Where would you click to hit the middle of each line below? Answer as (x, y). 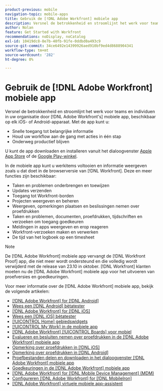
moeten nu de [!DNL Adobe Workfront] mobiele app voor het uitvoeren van (80, 272)
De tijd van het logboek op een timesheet (53, 237)
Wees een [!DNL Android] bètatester (48, 306)
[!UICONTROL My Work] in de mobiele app (55, 327)
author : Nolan (19, 28)
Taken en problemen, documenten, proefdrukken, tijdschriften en (77, 217)
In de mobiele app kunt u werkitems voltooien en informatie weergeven (76, 166)
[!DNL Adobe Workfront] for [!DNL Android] (55, 301)
